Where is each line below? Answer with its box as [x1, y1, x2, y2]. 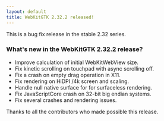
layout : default [6, 8, 46, 15]
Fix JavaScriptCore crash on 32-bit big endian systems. [14, 90, 152, 97]
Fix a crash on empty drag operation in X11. [14, 71, 121, 78]
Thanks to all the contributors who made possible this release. [6, 108, 159, 115]
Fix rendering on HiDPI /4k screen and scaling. [14, 78, 130, 85]
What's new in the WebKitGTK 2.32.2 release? [6, 45, 143, 53]
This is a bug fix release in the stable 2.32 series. [6, 30, 127, 37]
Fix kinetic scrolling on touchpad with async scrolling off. [14, 65, 154, 72]
